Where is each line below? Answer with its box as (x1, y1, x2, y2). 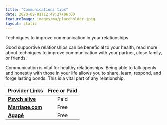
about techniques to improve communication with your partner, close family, (5, 50, 162, 56)
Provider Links (8, 87, 43, 94)
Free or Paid (47, 87, 78, 94)
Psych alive (8, 96, 36, 103)
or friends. (5, 55, 27, 61)
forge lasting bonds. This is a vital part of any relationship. (5, 75, 125, 81)
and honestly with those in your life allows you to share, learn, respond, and (5, 70, 161, 76)
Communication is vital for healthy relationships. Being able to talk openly (5, 65, 157, 71)
